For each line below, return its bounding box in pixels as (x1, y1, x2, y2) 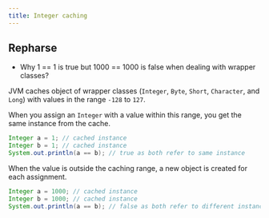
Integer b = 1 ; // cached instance (8, 141, 127, 150)
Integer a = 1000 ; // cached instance (8, 188, 138, 196)
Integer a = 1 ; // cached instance (8, 134, 127, 142)
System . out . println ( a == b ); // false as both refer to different (8, 202, 235, 210)
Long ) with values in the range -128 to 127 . (8, 95, 146, 105)
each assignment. (8, 172, 67, 182)
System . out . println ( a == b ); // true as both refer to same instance (8, 149, 246, 157)
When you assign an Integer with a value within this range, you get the (8, 110, 242, 120)
